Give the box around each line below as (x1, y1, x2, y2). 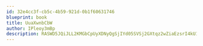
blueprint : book (6, 14, 47, 20)
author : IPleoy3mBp (6, 25, 56, 32)
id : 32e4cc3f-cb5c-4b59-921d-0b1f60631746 (6, 8, 115, 15)
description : (6, 31, 39, 37)
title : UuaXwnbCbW (6, 20, 53, 26)
